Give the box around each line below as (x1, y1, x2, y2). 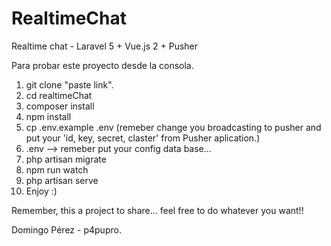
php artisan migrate (25, 153, 107, 165)
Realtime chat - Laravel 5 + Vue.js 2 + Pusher (11, 40, 199, 52)
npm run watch (25, 163, 89, 176)
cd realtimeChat (25, 89, 93, 101)
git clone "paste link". (25, 78, 114, 91)
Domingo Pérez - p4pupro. (11, 223, 122, 236)
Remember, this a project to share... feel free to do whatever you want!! (11, 204, 304, 216)
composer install (25, 100, 95, 112)
